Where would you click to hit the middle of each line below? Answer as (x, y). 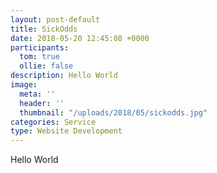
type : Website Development (66, 131)
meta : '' (37, 94)
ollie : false (46, 66)
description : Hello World (64, 76)
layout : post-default (55, 19)
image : (24, 85)
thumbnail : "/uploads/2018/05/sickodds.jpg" (113, 112)
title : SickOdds (44, 29)
